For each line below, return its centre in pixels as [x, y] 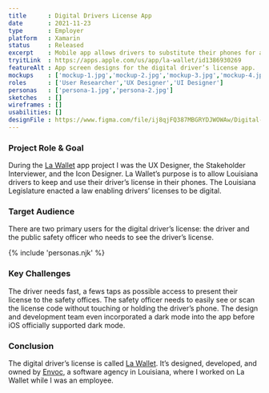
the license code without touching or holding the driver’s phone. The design [133, 308]
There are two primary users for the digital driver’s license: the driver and [129, 229]
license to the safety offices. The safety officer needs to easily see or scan [132, 299]
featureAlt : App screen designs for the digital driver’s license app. [132, 68]
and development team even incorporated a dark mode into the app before [131, 316]
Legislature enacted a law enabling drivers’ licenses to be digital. [115, 191]
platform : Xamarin [44, 38]
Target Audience [41, 211]
